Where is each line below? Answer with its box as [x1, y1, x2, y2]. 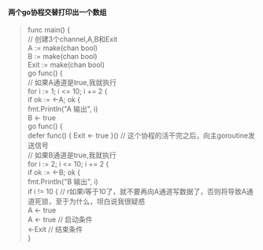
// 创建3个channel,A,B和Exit [27, 35, 118, 44]
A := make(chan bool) [27, 43, 98, 53]
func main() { [27, 25, 71, 35]
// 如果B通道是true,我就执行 [27, 150, 117, 160]
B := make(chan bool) [27, 52, 98, 61]
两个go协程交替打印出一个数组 [8, 7, 107, 17]
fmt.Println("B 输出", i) [27, 177, 98, 186]
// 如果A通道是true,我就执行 [27, 78, 117, 87]
